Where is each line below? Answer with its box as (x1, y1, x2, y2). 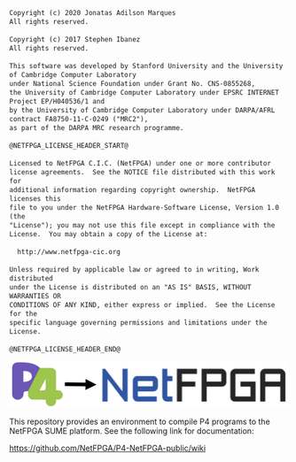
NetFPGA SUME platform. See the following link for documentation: (9, 425, 254, 436)
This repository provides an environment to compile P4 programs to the (9, 416, 270, 427)
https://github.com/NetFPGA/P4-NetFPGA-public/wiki (9, 443, 206, 453)
